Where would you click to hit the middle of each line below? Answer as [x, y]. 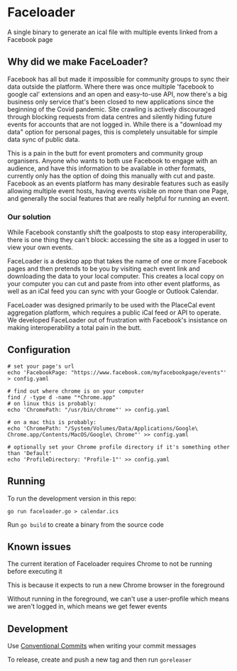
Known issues [39, 547]
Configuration [39, 350]
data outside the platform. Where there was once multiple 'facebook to [111, 87]
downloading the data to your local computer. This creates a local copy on [116, 276]
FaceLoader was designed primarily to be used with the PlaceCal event [111, 305]
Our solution [29, 217]
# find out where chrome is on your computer [76, 391]
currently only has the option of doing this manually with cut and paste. [111, 175]
